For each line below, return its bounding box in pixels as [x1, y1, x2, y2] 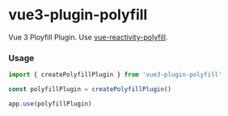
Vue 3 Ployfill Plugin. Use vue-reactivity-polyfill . [8, 32, 168, 42]
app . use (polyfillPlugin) [8, 99, 92, 108]
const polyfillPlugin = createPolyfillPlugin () [8, 85, 172, 93]
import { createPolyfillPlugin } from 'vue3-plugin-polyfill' [8, 71, 222, 79]
